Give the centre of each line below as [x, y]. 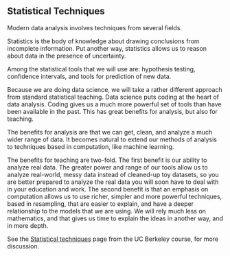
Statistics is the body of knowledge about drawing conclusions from [104, 41]
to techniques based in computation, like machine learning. [91, 146]
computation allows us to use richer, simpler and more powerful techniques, [115, 196]
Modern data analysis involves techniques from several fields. [95, 27]
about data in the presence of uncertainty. [67, 56]
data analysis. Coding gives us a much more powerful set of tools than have [114, 104]
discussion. [23, 246]
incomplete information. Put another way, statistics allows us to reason [107, 48]
